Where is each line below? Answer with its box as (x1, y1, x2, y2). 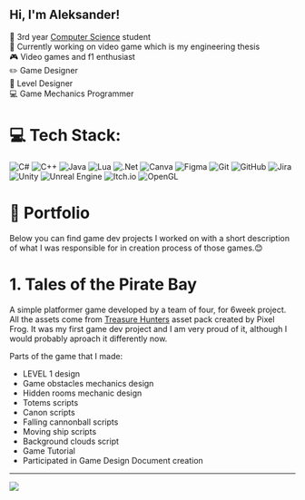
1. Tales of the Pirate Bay (9, 274, 198, 294)
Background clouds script (22, 436, 120, 446)
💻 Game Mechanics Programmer (9, 88, 134, 99)
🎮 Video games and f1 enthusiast (9, 51, 136, 62)
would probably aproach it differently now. (9, 333, 168, 344)
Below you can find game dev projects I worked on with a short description (9, 232, 290, 243)
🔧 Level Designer (9, 77, 74, 89)
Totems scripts (22, 397, 79, 407)
